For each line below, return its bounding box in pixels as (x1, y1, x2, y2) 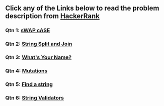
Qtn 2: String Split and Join (5, 40, 72, 47)
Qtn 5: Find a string (5, 81, 53, 87)
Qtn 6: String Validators (5, 94, 64, 101)
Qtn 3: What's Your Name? (5, 54, 72, 61)
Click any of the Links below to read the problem (5, 4, 159, 13)
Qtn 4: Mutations (5, 67, 48, 74)
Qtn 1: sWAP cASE (5, 27, 50, 34)
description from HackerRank (5, 12, 100, 21)
